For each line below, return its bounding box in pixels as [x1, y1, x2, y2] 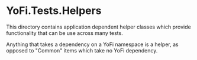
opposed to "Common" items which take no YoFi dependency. [6, 47, 158, 54]
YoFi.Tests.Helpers [6, 4, 102, 17]
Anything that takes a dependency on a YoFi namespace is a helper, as [6, 41, 179, 48]
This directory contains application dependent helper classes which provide [6, 23, 191, 30]
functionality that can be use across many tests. [6, 29, 123, 36]
